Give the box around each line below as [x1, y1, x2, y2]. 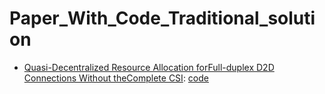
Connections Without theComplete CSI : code [23, 72, 209, 84]
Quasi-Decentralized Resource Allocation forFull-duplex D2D [23, 61, 275, 73]
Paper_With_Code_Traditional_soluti [9, 7, 316, 30]
